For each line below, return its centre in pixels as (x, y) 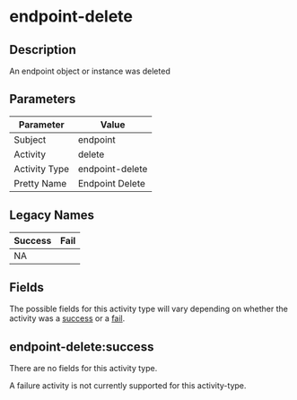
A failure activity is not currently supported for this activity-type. (128, 386)
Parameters (43, 99)
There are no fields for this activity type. (83, 369)
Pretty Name (40, 183)
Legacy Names (52, 216)
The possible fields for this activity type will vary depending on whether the (149, 309)
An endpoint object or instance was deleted (90, 71)
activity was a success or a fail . (67, 318)
